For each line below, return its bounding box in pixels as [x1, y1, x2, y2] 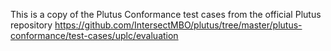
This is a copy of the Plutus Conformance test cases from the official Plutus [10, 9, 322, 20]
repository [10, 19, 53, 31]
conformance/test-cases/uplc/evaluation [10, 30, 179, 41]
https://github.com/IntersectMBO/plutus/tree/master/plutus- [54, 19, 303, 31]
